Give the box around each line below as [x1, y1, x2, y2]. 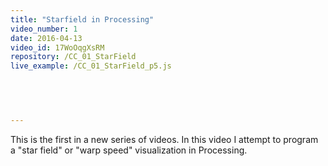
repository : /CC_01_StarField [10, 52, 137, 62]
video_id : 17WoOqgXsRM [10, 42, 105, 53]
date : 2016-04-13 [10, 33, 83, 43]
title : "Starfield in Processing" [10, 14, 155, 25]
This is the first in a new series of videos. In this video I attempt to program [10, 133, 319, 145]
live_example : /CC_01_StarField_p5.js [10, 61, 172, 71]
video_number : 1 [10, 24, 78, 34]
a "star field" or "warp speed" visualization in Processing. [10, 144, 248, 156]
